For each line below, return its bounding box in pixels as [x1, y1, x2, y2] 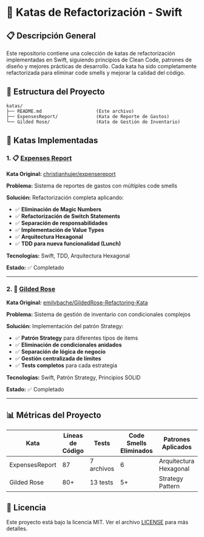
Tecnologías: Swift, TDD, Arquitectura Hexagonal [6, 252, 131, 259]
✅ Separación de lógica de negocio [15, 348, 106, 355]
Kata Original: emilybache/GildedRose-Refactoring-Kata [6, 298, 148, 306]
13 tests [89, 478, 114, 486]
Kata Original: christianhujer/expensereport [6, 170, 116, 177]
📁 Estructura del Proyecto [6, 86, 105, 97]
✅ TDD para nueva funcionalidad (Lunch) [15, 240, 121, 247]
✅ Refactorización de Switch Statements [15, 212, 120, 220]
